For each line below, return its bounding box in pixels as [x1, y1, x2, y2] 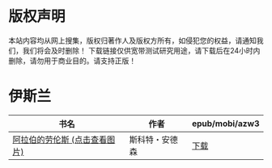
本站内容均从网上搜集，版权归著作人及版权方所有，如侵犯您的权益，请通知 [8, 36, 257, 45]
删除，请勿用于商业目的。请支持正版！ [8, 56, 136, 65]
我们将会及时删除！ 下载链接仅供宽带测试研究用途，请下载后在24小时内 [22, 45, 261, 55]
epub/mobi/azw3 [191, 118, 260, 129]
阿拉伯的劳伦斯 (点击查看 [12, 134, 108, 145]
